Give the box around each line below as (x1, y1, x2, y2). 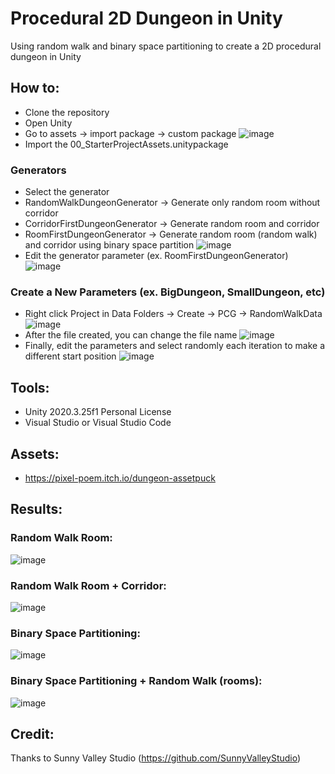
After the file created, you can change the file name (24, 329, 238, 341)
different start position (24, 350, 117, 362)
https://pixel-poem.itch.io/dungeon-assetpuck (24, 472, 216, 484)
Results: (10, 501, 63, 518)
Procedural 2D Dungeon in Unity (10, 7, 283, 30)
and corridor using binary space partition (24, 239, 195, 251)
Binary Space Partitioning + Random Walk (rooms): (10, 674, 263, 688)
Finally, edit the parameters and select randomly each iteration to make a (24, 340, 326, 352)
